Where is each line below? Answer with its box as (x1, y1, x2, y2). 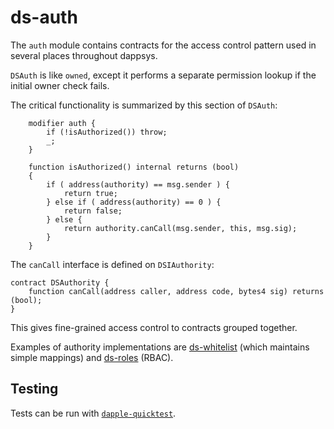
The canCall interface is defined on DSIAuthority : (10, 258, 215, 270)
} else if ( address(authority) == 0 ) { (46, 197, 222, 207)
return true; (63, 188, 118, 198)
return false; (63, 206, 123, 216)
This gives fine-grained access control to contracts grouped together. (10, 321, 298, 333)
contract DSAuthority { (10, 277, 110, 288)
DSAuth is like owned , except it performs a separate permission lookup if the (10, 69, 317, 81)
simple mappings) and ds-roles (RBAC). (10, 351, 174, 363)
